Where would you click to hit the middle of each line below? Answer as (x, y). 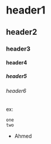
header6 (16, 91)
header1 (26, 10)
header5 (17, 76)
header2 (22, 32)
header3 (18, 49)
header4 (17, 63)
